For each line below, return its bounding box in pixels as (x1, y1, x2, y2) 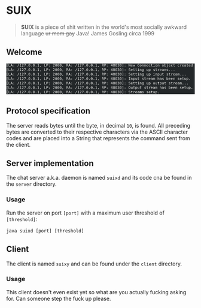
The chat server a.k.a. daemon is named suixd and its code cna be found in (6, 174, 193, 182)
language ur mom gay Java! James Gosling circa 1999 (20, 29, 154, 37)
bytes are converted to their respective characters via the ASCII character (6, 128, 188, 135)
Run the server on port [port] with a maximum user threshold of (6, 209, 165, 216)
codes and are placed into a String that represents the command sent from (6, 134, 190, 141)
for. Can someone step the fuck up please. (6, 295, 111, 302)
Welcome (6, 47, 42, 58)
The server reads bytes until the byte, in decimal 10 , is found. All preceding (6, 122, 191, 129)
